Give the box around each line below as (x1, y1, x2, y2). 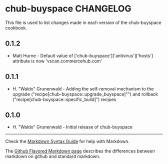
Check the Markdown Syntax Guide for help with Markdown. (5, 138, 130, 144)
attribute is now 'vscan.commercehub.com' (12, 58, 102, 64)
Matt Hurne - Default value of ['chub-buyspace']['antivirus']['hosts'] (12, 52, 153, 58)
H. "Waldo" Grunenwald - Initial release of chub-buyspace (12, 124, 133, 130)
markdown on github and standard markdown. (5, 153, 100, 159)
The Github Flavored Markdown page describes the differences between (5, 148, 155, 154)
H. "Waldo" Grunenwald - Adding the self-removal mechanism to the (12, 85, 154, 91)
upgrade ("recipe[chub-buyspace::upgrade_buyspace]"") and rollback (12, 91, 158, 97)
